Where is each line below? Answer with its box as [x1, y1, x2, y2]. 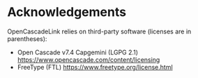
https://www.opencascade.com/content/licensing [17, 55, 160, 63]
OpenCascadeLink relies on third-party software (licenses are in [7, 27, 192, 36]
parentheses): [7, 34, 47, 42]
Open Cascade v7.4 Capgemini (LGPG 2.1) [17, 48, 138, 56]
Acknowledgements [7, 4, 127, 20]
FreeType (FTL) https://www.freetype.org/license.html [17, 63, 173, 71]
